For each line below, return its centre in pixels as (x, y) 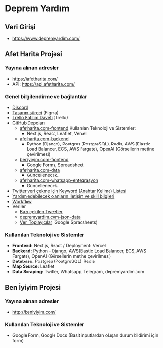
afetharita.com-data (40, 170)
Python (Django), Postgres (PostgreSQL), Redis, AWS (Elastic (89, 144)
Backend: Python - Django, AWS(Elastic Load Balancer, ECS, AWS (79, 251)
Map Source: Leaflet (33, 266)
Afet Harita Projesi (34, 54)
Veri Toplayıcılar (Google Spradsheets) (59, 222)
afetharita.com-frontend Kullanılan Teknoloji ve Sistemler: (78, 128)
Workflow (22, 201)
